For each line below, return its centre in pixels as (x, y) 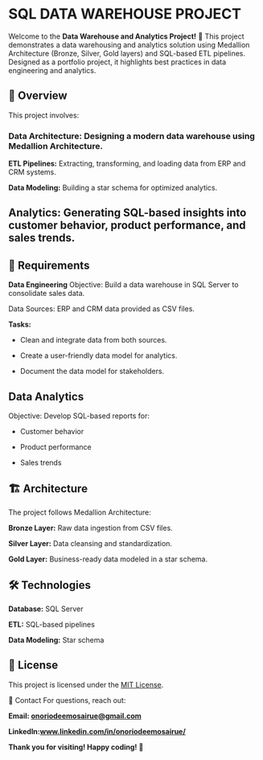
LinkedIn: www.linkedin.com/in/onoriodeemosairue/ (97, 731)
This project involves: (44, 115)
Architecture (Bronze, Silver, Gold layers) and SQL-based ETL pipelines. (127, 53)
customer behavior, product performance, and (127, 226)
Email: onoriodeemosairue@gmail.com (75, 716)
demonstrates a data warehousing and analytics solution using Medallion (129, 44)
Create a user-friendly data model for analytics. (99, 355)
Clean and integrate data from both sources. (93, 340)
